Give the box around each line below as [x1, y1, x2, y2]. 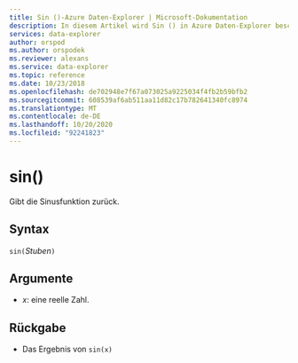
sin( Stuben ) [9, 245, 56, 256]
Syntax [9, 222, 50, 237]
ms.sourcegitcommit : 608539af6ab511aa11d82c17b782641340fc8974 [9, 95, 248, 105]
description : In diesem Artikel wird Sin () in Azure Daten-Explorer [9, 21, 272, 30]
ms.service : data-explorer [9, 63, 109, 72]
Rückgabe [9, 320, 67, 335]
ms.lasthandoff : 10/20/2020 [9, 121, 114, 130]
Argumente [9, 272, 74, 287]
